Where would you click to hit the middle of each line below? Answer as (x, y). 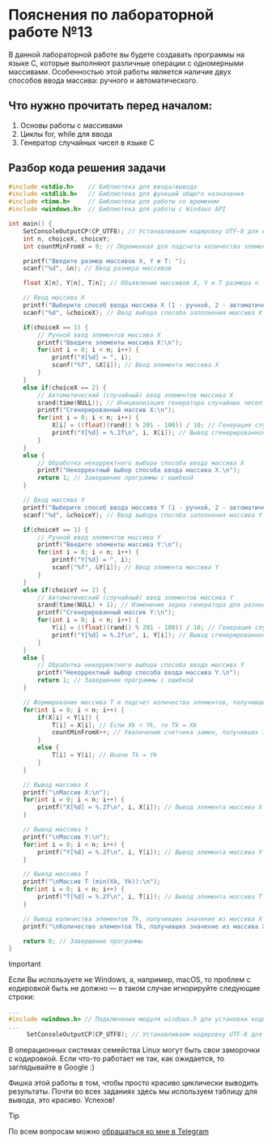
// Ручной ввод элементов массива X (99, 335)
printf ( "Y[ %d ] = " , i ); (91, 560)
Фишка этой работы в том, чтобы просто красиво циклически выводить (134, 1082)
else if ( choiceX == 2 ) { (65, 387)
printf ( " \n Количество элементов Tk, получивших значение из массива (141, 926)
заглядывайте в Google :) (52, 1067)
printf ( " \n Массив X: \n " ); (67, 792)
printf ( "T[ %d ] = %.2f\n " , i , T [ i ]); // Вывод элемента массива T (150, 897)
